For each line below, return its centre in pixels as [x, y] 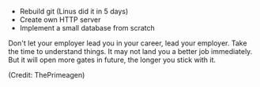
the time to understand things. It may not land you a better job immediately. [130, 51]
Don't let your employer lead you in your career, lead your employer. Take [128, 43]
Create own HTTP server [60, 20]
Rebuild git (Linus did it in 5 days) [74, 11]
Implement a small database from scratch [87, 28]
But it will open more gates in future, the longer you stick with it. [112, 60]
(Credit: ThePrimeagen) [47, 75]
